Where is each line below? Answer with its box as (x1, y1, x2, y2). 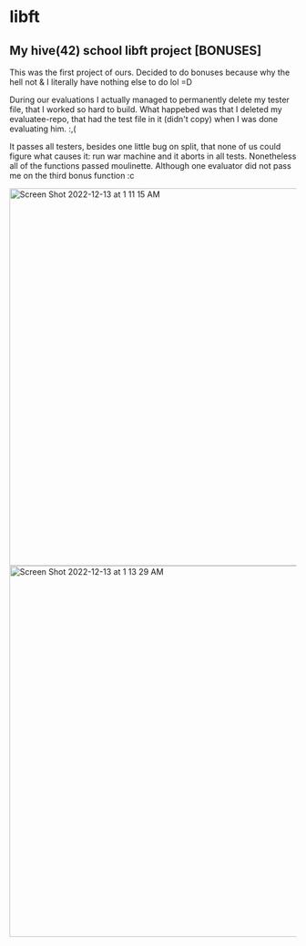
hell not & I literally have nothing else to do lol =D (9, 77, 193, 88)
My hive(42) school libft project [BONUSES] (9, 43, 262, 58)
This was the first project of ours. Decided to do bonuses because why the (9, 67, 291, 78)
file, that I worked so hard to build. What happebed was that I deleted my (9, 104, 282, 115)
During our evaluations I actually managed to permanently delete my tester (9, 94, 290, 105)
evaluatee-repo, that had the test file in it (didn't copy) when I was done (9, 114, 279, 124)
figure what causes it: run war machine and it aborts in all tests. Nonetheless (9, 151, 297, 161)
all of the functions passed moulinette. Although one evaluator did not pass (9, 161, 291, 171)
